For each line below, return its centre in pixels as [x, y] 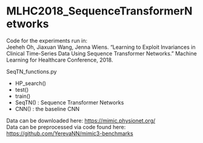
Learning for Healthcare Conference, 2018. [60, 60]
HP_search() [31, 83]
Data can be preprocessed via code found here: [66, 127]
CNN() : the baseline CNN [47, 109]
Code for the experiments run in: [47, 40]
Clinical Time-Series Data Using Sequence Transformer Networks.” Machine [101, 53]
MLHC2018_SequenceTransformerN [99, 11]
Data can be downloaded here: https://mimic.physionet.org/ [81, 120]
